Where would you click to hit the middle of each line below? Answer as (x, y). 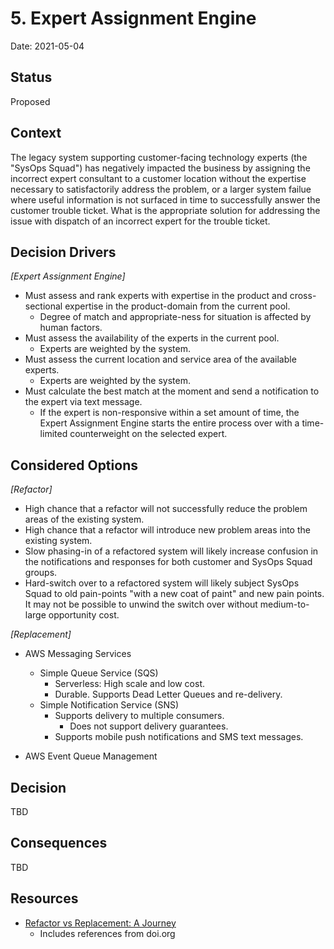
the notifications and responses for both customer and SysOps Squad (168, 562)
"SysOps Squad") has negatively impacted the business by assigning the (160, 168)
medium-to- (284, 604)
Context (36, 133)
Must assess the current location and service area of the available (160, 359)
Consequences (59, 843)
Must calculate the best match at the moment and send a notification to (172, 391)
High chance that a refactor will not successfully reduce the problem (166, 509)
